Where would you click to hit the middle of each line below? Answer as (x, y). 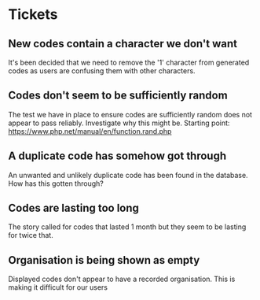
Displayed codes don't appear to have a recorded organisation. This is (122, 279)
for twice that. (31, 235)
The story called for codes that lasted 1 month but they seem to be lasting (127, 227)
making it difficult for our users (58, 287)
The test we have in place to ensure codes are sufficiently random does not (130, 114)
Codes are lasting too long (74, 208)
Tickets (33, 15)
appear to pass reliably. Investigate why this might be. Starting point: (119, 123)
